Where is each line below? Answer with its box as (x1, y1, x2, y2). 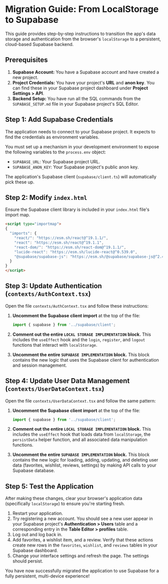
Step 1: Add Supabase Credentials (5, 115, 113, 124)
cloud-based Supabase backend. (5, 41, 74, 47)
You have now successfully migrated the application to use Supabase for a (5, 568, 159, 574)
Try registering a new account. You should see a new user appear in (12, 516, 153, 522)
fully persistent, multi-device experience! (5, 573, 90, 579)
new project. (12, 74, 38, 80)
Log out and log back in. (12, 532, 62, 538)
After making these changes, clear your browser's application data (5, 496, 142, 502)
